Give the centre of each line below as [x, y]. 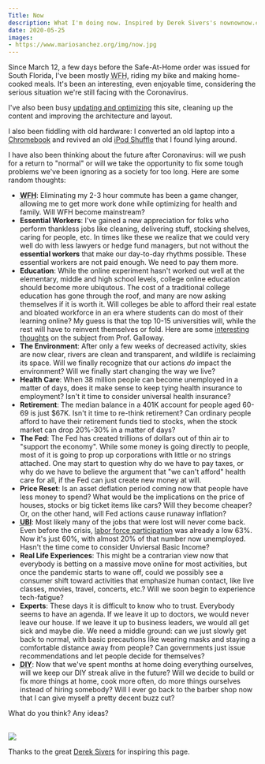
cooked [21, 84]
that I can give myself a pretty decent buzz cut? [97, 698]
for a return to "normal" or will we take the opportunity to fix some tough [126, 163]
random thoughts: [37, 180]
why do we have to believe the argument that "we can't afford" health [132, 472]
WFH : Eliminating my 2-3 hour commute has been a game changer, [129, 196]
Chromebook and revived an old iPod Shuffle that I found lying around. [123, 140]
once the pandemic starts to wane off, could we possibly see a [121, 572]
